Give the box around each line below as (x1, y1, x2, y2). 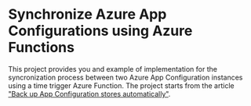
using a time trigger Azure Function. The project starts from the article (8, 80, 235, 90)
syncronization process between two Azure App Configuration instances (8, 72, 243, 82)
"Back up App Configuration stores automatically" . (8, 89, 171, 98)
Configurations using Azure (8, 22, 193, 40)
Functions (8, 39, 75, 56)
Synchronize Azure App (8, 5, 167, 23)
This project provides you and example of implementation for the (8, 64, 218, 73)
